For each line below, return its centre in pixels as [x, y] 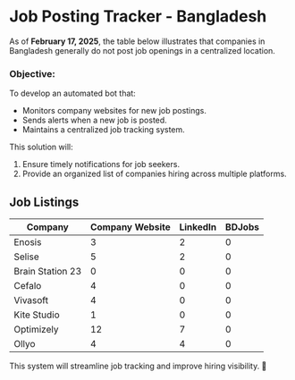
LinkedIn [198, 227]
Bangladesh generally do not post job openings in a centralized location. [142, 50]
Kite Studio [37, 315]
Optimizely [36, 330]
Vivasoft [31, 300]
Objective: [32, 73]
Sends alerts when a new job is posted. [94, 120]
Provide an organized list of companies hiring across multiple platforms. [155, 174]
